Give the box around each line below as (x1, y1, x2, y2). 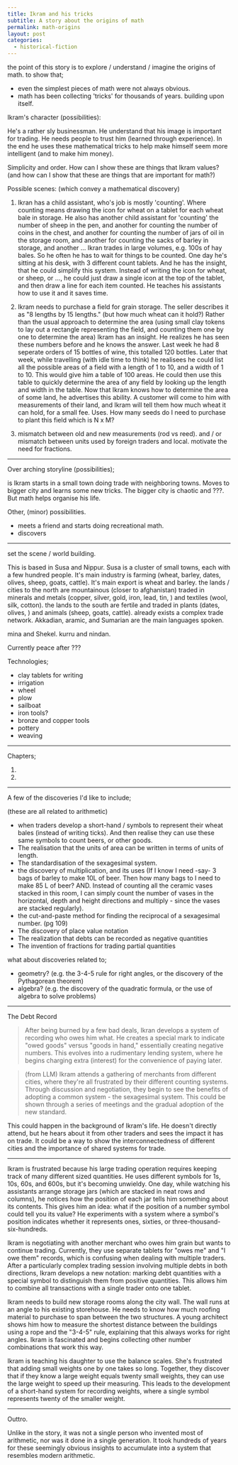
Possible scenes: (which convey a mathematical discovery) (7, 185, 181, 192)
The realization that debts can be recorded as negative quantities (17, 935, 208, 942)
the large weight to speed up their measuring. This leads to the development (7, 1379, 230, 1388)
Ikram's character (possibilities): (7, 113, 101, 121)
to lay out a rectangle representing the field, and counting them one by (17, 325, 225, 334)
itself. (17, 99, 34, 107)
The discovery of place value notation (17, 927, 129, 935)
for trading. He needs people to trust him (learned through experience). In (7, 134, 222, 143)
